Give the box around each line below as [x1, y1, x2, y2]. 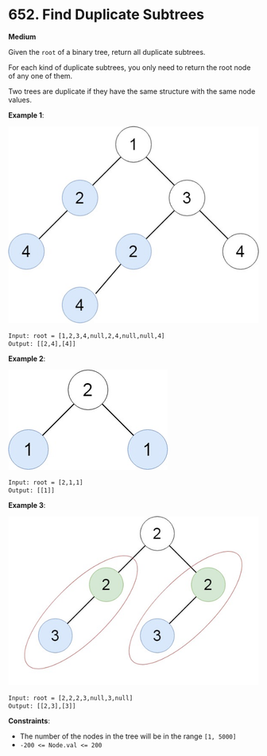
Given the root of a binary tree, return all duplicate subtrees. [8, 47, 206, 56]
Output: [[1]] [8, 487, 56, 494]
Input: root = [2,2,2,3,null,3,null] [8, 694, 133, 702]
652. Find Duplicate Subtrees [8, 6, 205, 24]
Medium [8, 32, 37, 41]
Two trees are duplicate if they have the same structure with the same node [8, 86, 256, 96]
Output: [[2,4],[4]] [8, 340, 77, 348]
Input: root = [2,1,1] [8, 479, 83, 487]
